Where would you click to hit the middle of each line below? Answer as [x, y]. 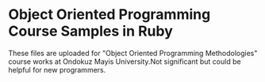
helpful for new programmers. [57, 69]
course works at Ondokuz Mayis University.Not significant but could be [125, 61]
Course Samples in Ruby [90, 31]
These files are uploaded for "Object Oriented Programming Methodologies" [133, 53]
